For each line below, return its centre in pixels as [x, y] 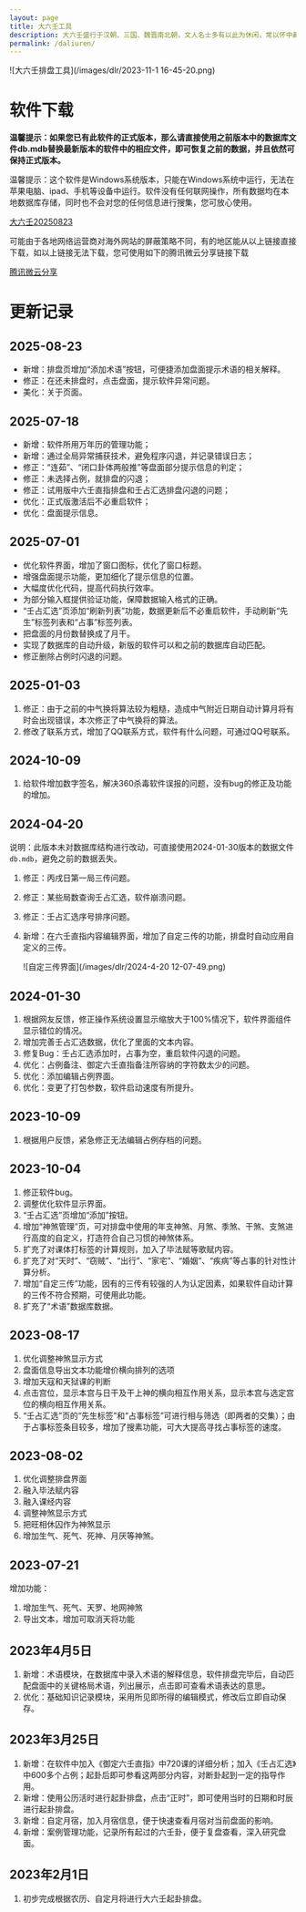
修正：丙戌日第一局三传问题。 [78, 878]
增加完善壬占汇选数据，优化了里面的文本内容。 [110, 1042]
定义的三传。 [46, 948]
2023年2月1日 [49, 1875]
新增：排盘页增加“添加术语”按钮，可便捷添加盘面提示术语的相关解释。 [154, 369]
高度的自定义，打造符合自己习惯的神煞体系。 [114, 1238]
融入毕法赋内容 [51, 1490]
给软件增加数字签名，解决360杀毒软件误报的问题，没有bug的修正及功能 [157, 784]
